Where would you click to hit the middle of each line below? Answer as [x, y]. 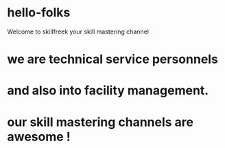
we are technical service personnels [113, 59]
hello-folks [39, 13]
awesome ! [39, 137]
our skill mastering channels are [100, 122]
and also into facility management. [108, 91]
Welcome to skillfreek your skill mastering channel [78, 32]
